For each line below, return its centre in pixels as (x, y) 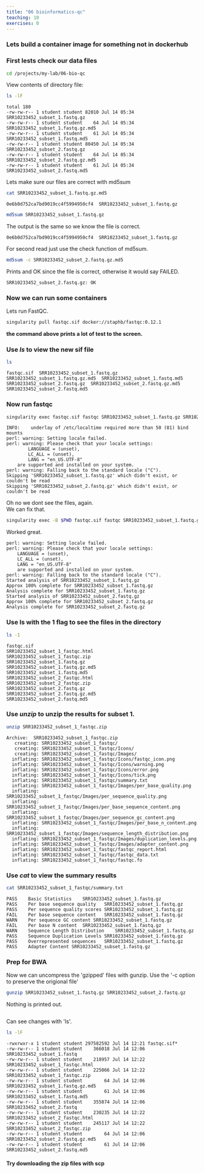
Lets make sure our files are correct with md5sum (68, 182)
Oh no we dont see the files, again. (50, 503)
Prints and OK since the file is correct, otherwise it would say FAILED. (93, 272)
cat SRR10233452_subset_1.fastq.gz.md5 (57, 193)
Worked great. (24, 532)
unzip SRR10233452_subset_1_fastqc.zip (57, 727)
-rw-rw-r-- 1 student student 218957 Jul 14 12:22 (76, 1059)
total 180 (19, 107)
